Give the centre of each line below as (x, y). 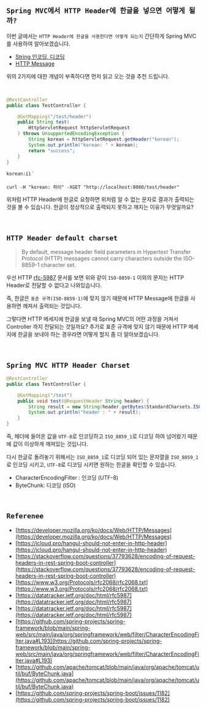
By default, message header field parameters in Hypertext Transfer (106, 252)
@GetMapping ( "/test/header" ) (55, 117)
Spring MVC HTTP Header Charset (68, 365)
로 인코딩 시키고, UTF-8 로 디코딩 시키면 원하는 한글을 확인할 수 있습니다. (91, 465)
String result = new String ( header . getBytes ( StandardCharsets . (111, 407)
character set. (59, 265)
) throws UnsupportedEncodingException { (71, 134)
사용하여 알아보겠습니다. (41, 44)
